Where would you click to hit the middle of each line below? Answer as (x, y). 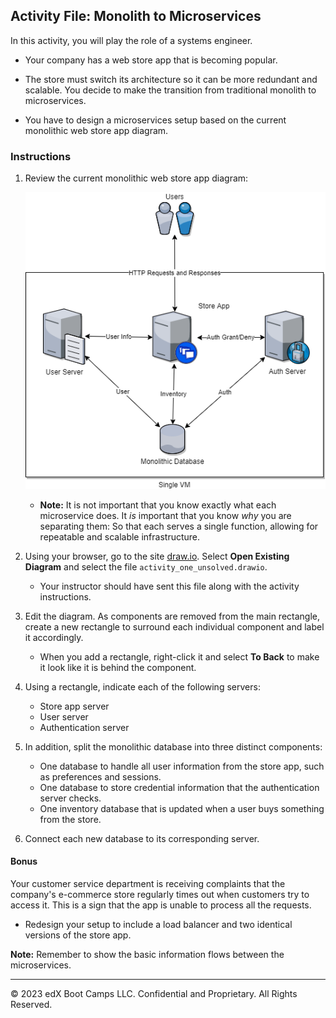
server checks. (70, 798)
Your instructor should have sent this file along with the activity (169, 586)
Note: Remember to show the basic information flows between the (147, 954)
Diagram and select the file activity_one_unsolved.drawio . (146, 566)
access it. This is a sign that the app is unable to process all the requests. (161, 905)
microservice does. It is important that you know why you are (165, 515)
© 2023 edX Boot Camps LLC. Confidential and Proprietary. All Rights (154, 993)
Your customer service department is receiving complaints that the (148, 883)
